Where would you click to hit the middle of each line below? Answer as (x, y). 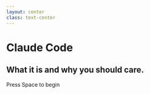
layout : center (26, 12)
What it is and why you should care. (75, 70)
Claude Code (40, 48)
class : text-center (31, 18)
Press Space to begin (33, 84)
